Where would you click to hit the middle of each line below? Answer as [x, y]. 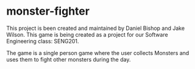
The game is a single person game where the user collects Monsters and [98, 53]
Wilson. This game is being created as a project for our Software [87, 34]
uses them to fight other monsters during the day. [69, 59]
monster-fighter [48, 11]
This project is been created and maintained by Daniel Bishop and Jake [95, 28]
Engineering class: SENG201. [43, 41]
